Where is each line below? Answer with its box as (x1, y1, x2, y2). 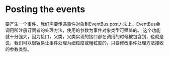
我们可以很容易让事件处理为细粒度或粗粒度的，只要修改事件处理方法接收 (14, 39, 164, 46)
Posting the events (5, 4, 86, 15)
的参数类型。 (5, 46, 32, 52)
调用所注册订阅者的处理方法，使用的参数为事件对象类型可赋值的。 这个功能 (5, 27, 161, 33)
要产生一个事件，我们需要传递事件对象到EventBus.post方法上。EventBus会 (5, 21, 160, 27)
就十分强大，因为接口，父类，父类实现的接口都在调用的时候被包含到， (5, 33, 151, 39)
